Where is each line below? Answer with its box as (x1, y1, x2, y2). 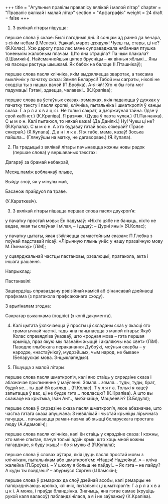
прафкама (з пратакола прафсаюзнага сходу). (5, 293, 104, 299)
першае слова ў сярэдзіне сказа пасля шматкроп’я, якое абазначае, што (5, 405, 162, 411)
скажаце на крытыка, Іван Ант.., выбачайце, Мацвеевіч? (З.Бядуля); (5, 395, 150, 401)
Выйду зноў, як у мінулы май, (5, 179, 69, 184)
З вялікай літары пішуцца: (12, 25, 68, 31)
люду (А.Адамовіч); (5, 421, 47, 427)
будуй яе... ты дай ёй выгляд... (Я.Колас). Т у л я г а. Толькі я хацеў (5, 385, 148, 391)
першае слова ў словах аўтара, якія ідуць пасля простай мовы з (5, 452, 144, 457)
